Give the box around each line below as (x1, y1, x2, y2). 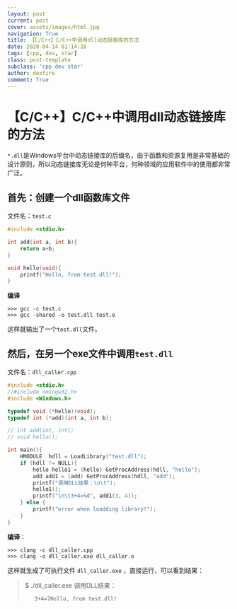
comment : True (7, 76, 50, 83)
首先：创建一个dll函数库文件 (7, 192, 130, 204)
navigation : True (7, 30, 59, 37)
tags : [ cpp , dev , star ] (7, 50, 78, 57)
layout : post (7, 10, 46, 18)
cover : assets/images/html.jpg (7, 23, 100, 30)
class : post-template (7, 57, 71, 64)
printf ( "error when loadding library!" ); (33, 506, 157, 513)
